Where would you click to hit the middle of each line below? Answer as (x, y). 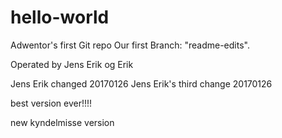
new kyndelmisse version (62, 122)
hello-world (60, 17)
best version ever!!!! (51, 103)
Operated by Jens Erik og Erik (72, 64)
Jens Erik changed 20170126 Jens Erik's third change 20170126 (141, 83)
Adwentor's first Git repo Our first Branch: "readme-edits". (130, 45)
